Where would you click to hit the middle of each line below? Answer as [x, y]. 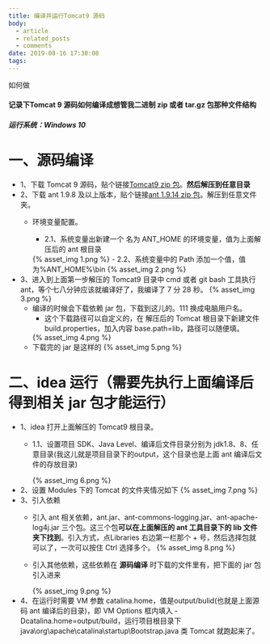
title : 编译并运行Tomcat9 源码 [57, 16]
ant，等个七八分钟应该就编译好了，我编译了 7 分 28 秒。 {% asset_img [137, 289]
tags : [17, 61]
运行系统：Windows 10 [47, 125]
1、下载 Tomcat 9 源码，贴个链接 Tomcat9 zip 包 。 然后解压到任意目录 [135, 184]
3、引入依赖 [40, 500]
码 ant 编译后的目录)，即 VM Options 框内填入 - [99, 610]
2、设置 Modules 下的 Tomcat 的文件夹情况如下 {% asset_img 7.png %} [139, 490]
